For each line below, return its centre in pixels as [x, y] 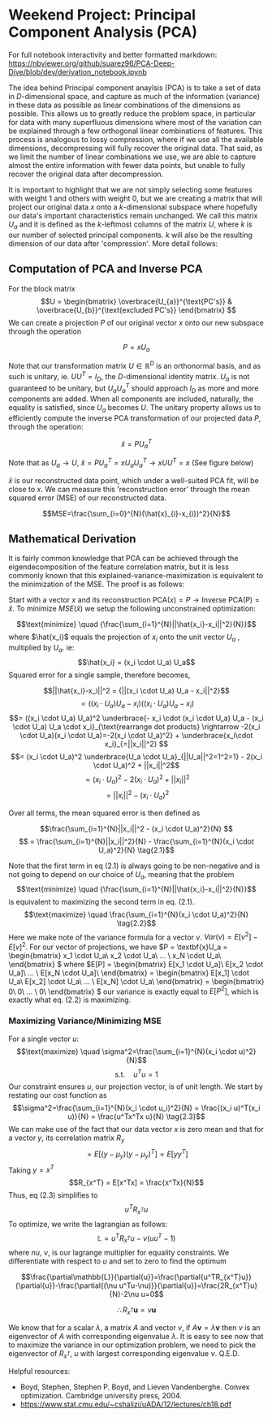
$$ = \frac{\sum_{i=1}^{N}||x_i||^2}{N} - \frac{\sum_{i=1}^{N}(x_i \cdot [136, 841]
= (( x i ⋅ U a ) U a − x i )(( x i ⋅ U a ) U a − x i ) [138, 704]
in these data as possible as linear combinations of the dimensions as [125, 105]
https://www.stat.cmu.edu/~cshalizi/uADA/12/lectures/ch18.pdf [126, 1404]
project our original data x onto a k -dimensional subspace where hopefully [133, 207]
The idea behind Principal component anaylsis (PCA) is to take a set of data [135, 88]
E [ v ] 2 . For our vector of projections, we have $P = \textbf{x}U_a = [118, 946]
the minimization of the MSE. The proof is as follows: [97, 584]
